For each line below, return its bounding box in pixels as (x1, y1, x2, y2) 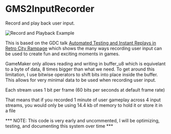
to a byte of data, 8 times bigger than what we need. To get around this (5, 66, 155, 72)
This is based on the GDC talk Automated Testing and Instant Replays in (5, 39, 157, 46)
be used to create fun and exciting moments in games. (5, 51, 120, 57)
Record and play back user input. (5, 20, 75, 26)
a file (5, 107, 16, 114)
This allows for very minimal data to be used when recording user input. (5, 77, 157, 83)
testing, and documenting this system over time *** (5, 123, 113, 129)
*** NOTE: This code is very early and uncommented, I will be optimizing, (5, 117, 160, 123)
